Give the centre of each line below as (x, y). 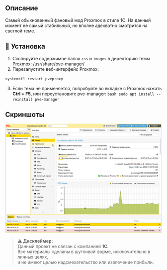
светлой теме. (20, 31)
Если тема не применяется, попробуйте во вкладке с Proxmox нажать (87, 88)
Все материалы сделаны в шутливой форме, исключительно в (84, 252)
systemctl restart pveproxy (34, 79)
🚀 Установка (25, 47)
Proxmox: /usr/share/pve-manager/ (48, 64)
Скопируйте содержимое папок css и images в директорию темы (81, 58)
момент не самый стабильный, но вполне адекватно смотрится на (76, 25)
